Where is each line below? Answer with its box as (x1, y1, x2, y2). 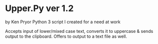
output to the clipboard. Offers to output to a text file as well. (5, 33, 128, 39)
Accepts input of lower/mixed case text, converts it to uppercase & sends (5, 28, 154, 34)
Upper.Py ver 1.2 (5, 3, 74, 14)
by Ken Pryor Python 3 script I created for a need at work (5, 19, 121, 25)
